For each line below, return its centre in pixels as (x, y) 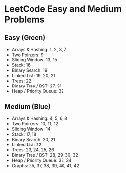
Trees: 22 (21, 81)
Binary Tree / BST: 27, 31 (36, 86)
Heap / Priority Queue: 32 (38, 91)
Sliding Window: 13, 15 (34, 60)
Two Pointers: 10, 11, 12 (35, 123)
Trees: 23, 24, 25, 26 (33, 150)
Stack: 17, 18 (24, 134)
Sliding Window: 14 (31, 129)
